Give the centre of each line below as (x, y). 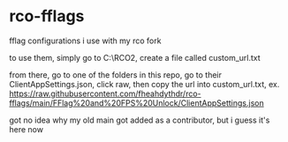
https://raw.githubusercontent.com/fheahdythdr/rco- (105, 93)
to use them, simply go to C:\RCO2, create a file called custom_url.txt (135, 57)
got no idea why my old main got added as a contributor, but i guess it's (140, 120)
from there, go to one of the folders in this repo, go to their (116, 75)
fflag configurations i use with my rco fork (85, 41)
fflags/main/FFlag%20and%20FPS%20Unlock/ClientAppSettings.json (136, 102)
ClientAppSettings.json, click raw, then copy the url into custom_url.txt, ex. (144, 84)
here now (27, 129)
